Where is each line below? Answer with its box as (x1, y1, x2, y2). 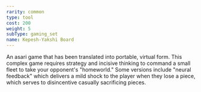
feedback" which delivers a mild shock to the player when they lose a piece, (6, 73, 196, 79)
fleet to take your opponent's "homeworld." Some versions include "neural (6, 66, 191, 73)
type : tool (6, 14, 34, 20)
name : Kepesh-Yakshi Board (6, 37, 74, 43)
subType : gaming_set (6, 31, 59, 37)
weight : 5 (6, 25, 31, 32)
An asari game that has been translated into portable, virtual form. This (6, 54, 182, 60)
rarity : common (6, 8, 45, 15)
